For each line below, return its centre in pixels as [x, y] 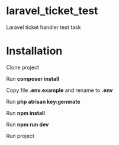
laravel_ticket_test [52, 11]
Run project [20, 136]
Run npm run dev [28, 124]
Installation [34, 51]
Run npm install [26, 113]
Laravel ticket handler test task [44, 27]
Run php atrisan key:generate [44, 101]
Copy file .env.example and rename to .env [59, 90]
